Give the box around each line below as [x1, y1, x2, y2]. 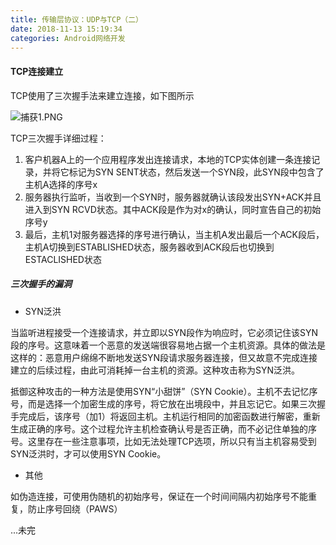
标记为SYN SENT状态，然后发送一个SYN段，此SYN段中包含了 [68, 166, 325, 178]
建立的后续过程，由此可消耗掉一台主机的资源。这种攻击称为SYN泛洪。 [10, 364, 301, 376]
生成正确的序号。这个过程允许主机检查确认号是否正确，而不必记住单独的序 [10, 422, 317, 435]
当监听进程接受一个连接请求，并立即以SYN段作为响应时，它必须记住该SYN [10, 326, 319, 338]
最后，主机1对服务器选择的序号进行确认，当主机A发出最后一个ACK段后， [24, 228, 325, 240]
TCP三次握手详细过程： [10, 132, 107, 144]
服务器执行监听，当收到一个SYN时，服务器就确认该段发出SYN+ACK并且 [24, 191, 322, 203]
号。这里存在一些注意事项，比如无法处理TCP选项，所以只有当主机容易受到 [10, 435, 317, 447]
